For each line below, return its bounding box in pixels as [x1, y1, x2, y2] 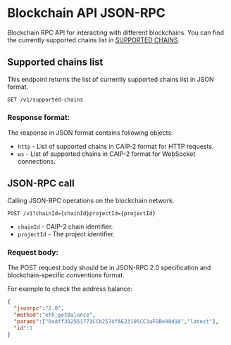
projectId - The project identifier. [17, 229, 115, 238]
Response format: [7, 112, 70, 122]
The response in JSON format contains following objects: [7, 128, 174, 137]
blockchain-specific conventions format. [7, 271, 125, 279]
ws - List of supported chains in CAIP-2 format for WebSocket [17, 150, 196, 158]
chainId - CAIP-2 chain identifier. [17, 222, 113, 231]
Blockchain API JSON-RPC [7, 5, 166, 21]
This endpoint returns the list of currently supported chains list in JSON [7, 75, 215, 83]
